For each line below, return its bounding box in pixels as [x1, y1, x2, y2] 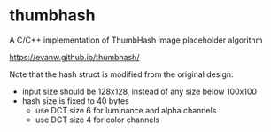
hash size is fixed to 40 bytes [21, 95, 130, 106]
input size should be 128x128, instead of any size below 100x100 [21, 86, 258, 97]
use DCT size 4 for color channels [35, 114, 160, 125]
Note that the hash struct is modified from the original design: [9, 68, 234, 80]
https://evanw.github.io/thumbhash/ [9, 51, 140, 62]
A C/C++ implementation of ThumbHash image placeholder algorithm [9, 35, 263, 45]
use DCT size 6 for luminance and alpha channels [35, 105, 217, 115]
